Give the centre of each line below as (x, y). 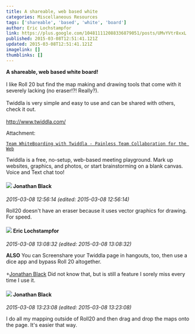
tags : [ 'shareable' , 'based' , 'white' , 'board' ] (66, 22)
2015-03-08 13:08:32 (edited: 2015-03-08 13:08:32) (69, 244)
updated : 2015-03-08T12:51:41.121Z (49, 45)
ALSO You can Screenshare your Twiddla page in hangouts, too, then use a (97, 255)
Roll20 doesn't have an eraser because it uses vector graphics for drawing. (97, 210)
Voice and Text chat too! (35, 172)
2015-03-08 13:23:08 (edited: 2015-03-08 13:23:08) (69, 308)
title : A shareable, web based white (52, 11)
